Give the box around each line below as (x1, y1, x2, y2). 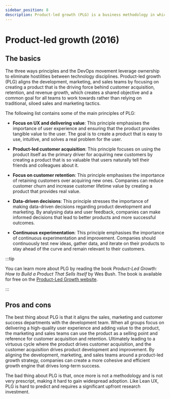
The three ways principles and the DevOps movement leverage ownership (5, 68, 160, 74)
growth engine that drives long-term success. (5, 363, 101, 369)
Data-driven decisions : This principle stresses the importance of (12, 198, 149, 204)
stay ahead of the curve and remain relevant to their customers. (12, 245, 146, 252)
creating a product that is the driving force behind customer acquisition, (5, 84, 155, 90)
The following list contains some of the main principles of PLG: (5, 110, 136, 116)
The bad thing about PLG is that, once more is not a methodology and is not (5, 373, 163, 379)
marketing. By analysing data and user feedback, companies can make (12, 209, 161, 215)
